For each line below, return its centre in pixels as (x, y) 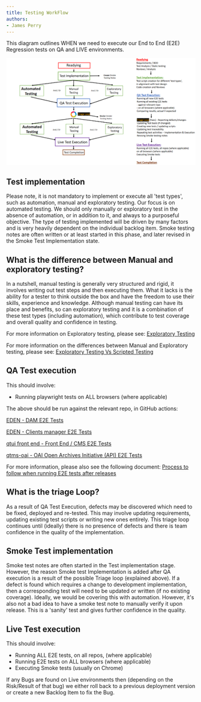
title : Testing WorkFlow (37, 13)
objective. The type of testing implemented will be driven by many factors (97, 222)
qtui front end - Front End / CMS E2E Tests (59, 443)
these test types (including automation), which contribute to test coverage (98, 315)
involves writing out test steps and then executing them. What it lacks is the (100, 290)
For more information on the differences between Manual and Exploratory (97, 345)
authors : (17, 19)
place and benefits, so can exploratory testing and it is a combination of (95, 309)
